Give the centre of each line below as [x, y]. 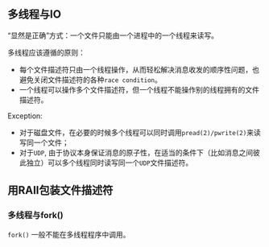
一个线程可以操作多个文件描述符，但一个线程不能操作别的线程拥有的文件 [139, 89]
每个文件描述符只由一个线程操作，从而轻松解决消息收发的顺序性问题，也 [139, 69]
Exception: [25, 116]
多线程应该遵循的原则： [46, 52]
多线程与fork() [35, 216]
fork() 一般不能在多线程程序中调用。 [69, 234]
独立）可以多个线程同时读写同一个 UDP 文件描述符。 [110, 163]
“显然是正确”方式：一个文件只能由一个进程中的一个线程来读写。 [113, 35]
